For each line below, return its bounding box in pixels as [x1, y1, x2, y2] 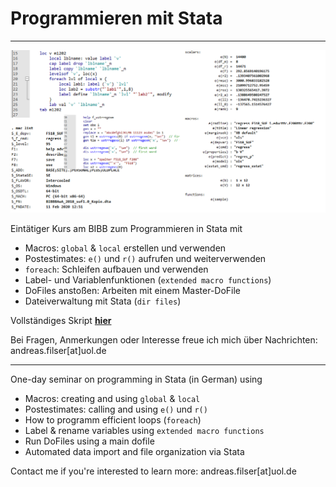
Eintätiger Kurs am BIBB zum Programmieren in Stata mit [10, 223, 243, 235]
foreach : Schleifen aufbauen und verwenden [24, 263, 209, 276]
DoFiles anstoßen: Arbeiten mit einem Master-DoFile [24, 285, 242, 297]
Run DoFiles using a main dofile [24, 435, 155, 447]
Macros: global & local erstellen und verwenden [24, 242, 227, 254]
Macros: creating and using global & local [24, 393, 201, 405]
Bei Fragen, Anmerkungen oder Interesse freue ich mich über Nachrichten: [10, 334, 318, 346]
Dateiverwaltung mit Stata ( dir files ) [24, 295, 182, 307]
